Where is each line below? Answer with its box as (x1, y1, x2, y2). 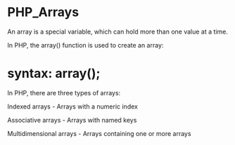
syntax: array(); (7, 66, 101, 81)
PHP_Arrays (7, 4, 80, 20)
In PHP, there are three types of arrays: (7, 88, 121, 97)
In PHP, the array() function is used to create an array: (7, 41, 164, 49)
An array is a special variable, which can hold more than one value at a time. (7, 27, 229, 36)
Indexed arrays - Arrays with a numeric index (7, 102, 139, 111)
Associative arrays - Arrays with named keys (7, 116, 137, 124)
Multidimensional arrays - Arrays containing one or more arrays (7, 129, 191, 137)
